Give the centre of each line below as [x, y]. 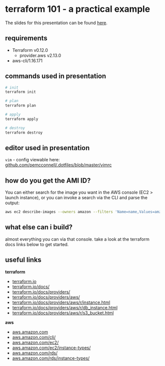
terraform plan [21, 106]
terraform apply [22, 119]
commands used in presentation [56, 76]
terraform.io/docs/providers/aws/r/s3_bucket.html [63, 313]
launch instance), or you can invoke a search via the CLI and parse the [76, 198]
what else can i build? [39, 227]
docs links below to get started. [37, 244]
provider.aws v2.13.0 [40, 55]
